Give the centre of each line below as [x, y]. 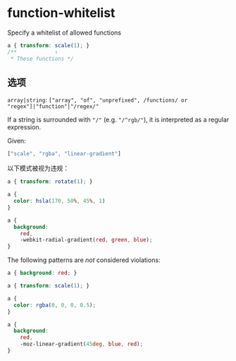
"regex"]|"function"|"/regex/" [53, 107]
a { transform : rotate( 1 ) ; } [50, 182]
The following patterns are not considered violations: [84, 260]
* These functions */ [42, 59]
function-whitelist [61, 13]
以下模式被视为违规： [38, 168]
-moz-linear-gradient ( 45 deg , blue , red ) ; [81, 344]
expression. [24, 127]
